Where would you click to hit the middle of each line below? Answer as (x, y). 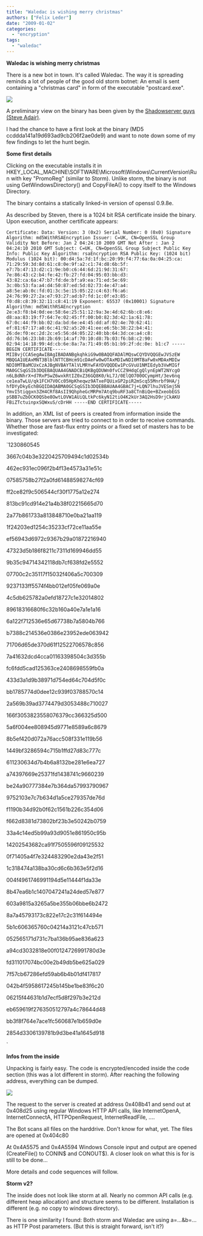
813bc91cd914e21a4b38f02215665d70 (55, 503)
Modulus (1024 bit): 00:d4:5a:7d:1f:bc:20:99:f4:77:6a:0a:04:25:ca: (95, 259)
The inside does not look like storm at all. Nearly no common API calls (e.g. (100, 1195)
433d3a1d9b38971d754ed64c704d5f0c (56, 680)
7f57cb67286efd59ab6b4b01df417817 (54, 974)
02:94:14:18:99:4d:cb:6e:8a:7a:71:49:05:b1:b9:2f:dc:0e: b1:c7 (88, 344)
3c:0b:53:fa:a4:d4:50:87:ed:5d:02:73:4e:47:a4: (68, 285)
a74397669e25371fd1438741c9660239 (55, 774)
